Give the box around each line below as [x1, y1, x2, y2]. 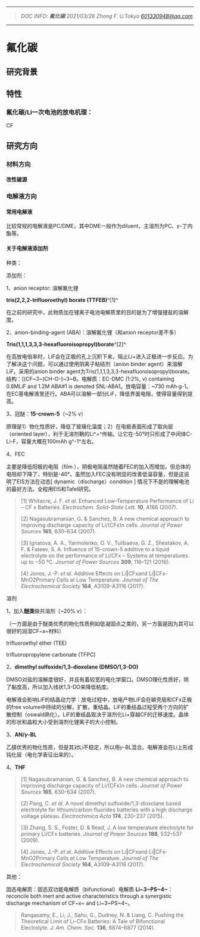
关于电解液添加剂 [6, 245, 48, 252]
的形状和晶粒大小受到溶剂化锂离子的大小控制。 [6, 718, 121, 725]
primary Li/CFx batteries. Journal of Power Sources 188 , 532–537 [20, 830, 183, 837]
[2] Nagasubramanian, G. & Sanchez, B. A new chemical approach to [20, 515, 190, 522]
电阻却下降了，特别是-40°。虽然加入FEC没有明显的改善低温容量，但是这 [6, 470, 185, 477]
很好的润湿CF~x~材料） [6, 627, 65, 635]
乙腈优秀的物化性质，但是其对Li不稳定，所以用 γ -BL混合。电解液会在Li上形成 [6, 744, 193, 751]
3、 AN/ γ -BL [6, 730, 37, 738]
